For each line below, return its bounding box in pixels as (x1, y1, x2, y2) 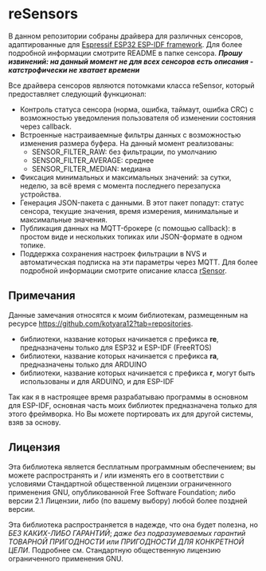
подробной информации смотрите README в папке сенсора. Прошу (8, 48, 243, 57)
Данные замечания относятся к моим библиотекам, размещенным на (8, 310, 248, 319)
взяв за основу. (8, 417, 61, 427)
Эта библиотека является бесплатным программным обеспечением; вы (8, 462, 256, 471)
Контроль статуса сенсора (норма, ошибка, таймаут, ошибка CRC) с (19, 105, 254, 114)
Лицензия (8, 441, 61, 454)
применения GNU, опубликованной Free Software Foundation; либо (8, 487, 237, 497)
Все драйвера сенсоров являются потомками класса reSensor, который (8, 81, 255, 90)
